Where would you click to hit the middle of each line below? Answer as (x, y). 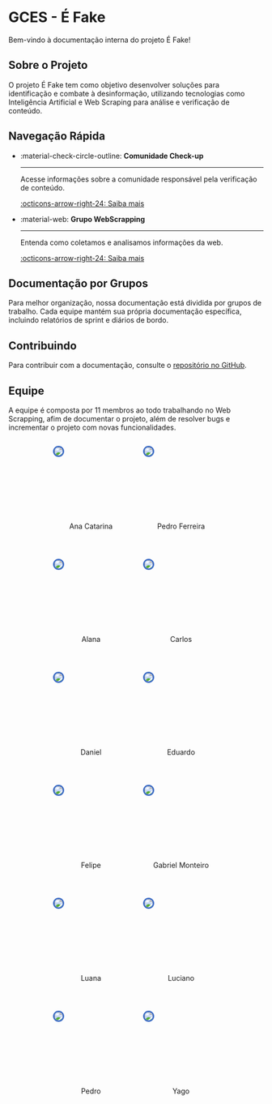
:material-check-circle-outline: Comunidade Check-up (112, 156)
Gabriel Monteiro (181, 865)
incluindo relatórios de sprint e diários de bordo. (89, 320)
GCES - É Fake (57, 17)
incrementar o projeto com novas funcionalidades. (92, 427)
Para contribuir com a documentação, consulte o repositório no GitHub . (127, 366)
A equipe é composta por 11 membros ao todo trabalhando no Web (120, 410)
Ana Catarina (91, 526)
